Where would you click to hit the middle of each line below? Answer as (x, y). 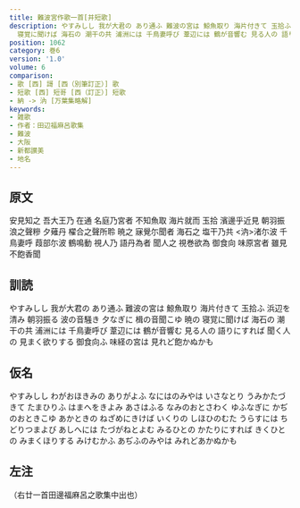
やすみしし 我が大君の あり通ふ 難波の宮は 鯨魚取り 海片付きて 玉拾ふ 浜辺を (150, 309)
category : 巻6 (35, 51)
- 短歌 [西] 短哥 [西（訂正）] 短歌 (68, 92)
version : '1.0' (37, 59)
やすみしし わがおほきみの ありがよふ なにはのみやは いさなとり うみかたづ (147, 395)
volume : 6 (28, 68)
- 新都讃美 (27, 150)
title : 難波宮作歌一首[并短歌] (61, 17)
